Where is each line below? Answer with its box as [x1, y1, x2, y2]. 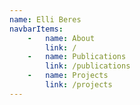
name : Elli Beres [9, 14, 82, 25]
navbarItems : [9, 24, 64, 34]
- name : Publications [27, 52, 127, 62]
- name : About [27, 33, 96, 43]
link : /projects [45, 80, 113, 90]
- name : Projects [27, 71, 109, 81]
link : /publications [45, 61, 131, 71]
